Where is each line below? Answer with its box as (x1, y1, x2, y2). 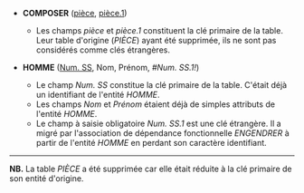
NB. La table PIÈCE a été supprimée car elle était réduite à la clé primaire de (9, 163, 292, 174)
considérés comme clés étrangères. (35, 44, 170, 55)
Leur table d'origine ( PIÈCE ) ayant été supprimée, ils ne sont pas (35, 35, 277, 45)
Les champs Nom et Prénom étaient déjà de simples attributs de (35, 99, 276, 110)
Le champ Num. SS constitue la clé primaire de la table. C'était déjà (35, 80, 288, 90)
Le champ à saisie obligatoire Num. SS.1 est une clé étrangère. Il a (35, 118, 282, 129)
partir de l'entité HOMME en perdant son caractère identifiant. (35, 138, 267, 148)
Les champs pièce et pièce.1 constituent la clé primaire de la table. (35, 25, 283, 35)
